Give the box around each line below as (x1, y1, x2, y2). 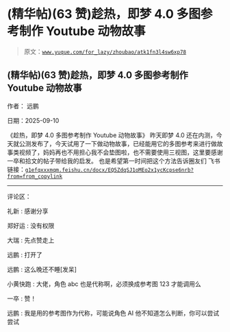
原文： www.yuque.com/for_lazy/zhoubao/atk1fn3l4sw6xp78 (23, 47, 187, 56)
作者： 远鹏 (7, 102, 39, 110)
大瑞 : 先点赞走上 (7, 236, 55, 244)
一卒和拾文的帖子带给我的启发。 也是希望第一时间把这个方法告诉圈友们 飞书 (7, 156, 220, 165)
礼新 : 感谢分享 (7, 206, 49, 215)
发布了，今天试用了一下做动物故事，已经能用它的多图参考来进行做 (30, 139, 217, 147)
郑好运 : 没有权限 (7, 221, 55, 230)
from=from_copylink (7, 173, 63, 180)
